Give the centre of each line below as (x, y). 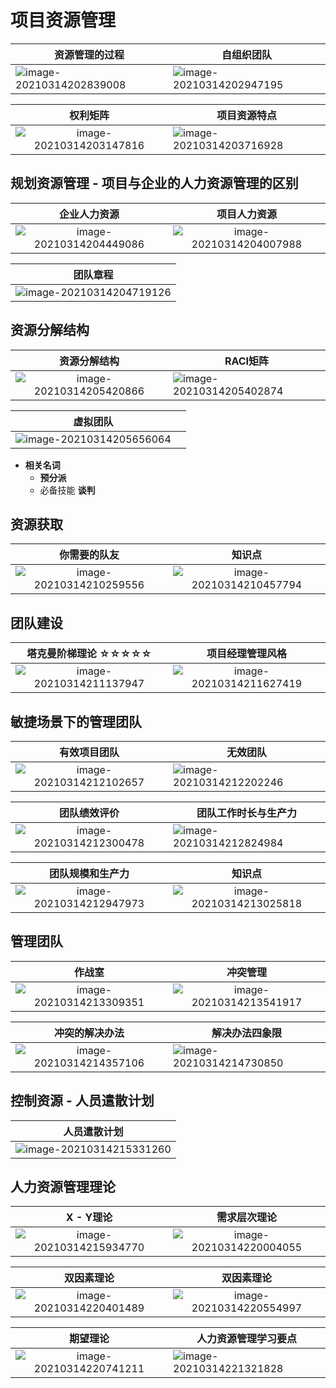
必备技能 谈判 (67, 490)
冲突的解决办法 (89, 1033)
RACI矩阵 (247, 361)
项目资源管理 (63, 20)
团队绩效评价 (89, 813)
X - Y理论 (89, 1218)
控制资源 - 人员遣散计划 (82, 1101)
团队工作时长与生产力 (246, 813)
